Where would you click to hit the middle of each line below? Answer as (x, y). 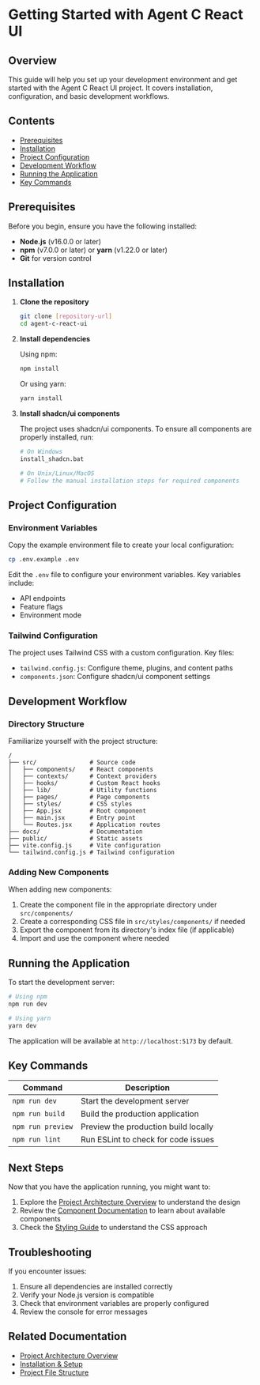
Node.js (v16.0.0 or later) (60, 241)
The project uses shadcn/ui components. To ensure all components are (136, 428)
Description (147, 1088)
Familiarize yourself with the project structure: (83, 741)
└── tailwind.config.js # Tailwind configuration (92, 852)
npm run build (39, 1114)
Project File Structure (54, 1372)
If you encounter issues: (47, 1271)
